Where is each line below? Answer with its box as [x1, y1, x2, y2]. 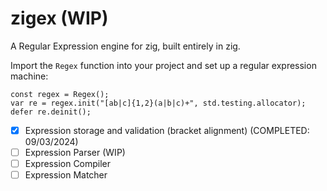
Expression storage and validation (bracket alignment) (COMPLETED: [24, 124, 310, 136]
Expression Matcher [24, 169, 108, 181]
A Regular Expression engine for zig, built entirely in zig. [10, 40, 241, 52]
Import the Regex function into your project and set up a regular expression [10, 59, 317, 71]
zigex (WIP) [10, 7, 109, 30]
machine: [10, 70, 49, 82]
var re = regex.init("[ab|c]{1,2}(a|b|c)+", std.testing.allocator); [10, 98, 307, 108]
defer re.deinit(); [10, 107, 92, 117]
